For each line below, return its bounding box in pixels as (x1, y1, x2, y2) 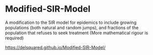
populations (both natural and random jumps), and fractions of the (5, 24, 139, 30)
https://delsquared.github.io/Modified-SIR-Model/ (5, 44, 106, 50)
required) (5, 35, 24, 41)
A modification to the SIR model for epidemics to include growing (5, 19, 136, 25)
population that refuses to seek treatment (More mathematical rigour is (5, 30, 148, 36)
